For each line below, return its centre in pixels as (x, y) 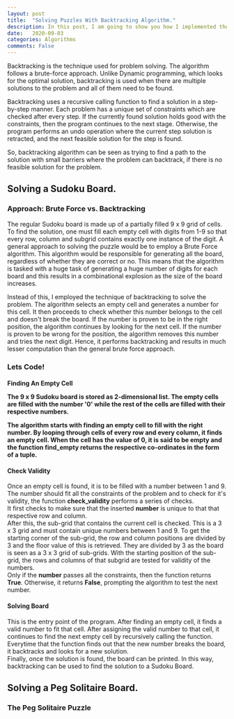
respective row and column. (47, 516)
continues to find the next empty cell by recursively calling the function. (110, 636)
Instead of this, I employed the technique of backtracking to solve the (107, 296)
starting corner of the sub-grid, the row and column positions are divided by (116, 538)
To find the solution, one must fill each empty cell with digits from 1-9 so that (117, 232)
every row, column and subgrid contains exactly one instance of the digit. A (116, 239)
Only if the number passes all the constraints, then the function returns (109, 575)
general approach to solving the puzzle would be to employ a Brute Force (112, 246)
